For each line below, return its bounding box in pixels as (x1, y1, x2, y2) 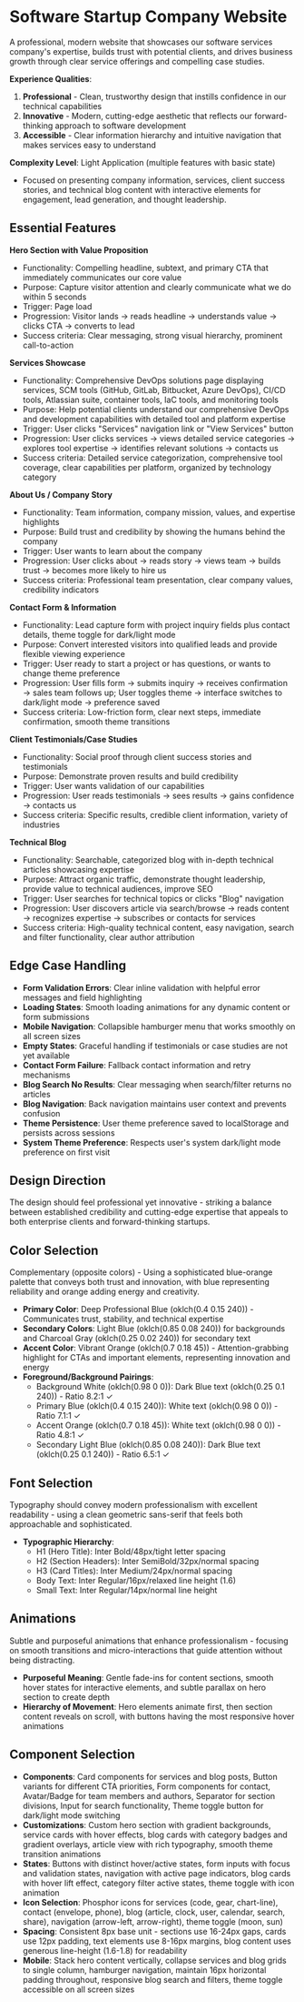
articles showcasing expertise (22, 864, 134, 875)
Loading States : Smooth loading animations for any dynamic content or (22, 1001, 290, 1012)
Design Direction (9, 1172, 106, 1188)
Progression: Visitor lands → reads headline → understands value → (22, 310, 278, 321)
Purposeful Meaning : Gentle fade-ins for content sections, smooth (22, 1672, 274, 1683)
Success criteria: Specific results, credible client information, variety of (22, 809, 289, 820)
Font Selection (9, 1475, 93, 1491)
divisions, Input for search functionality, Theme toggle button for (22, 1800, 264, 1811)
